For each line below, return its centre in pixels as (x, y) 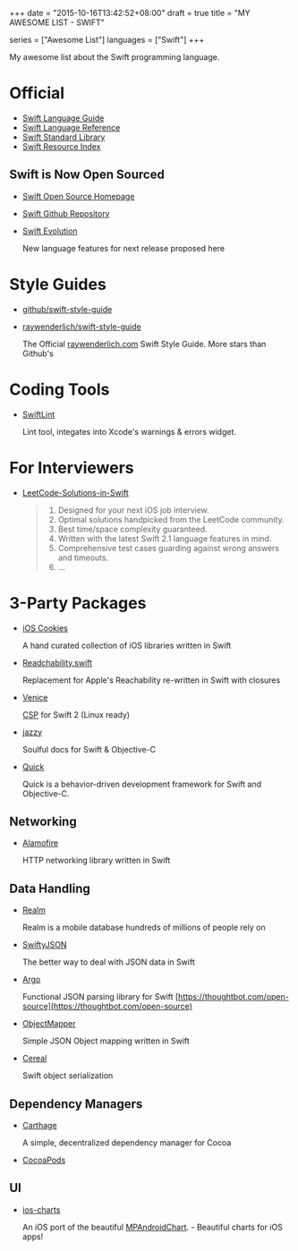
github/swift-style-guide (67, 309)
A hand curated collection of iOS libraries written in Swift (127, 645)
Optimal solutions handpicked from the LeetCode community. (171, 519)
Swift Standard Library (64, 137)
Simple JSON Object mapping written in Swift (106, 1041)
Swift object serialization (68, 1076)
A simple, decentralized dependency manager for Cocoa (127, 1142)
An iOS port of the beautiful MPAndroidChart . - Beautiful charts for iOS (153, 1227)
